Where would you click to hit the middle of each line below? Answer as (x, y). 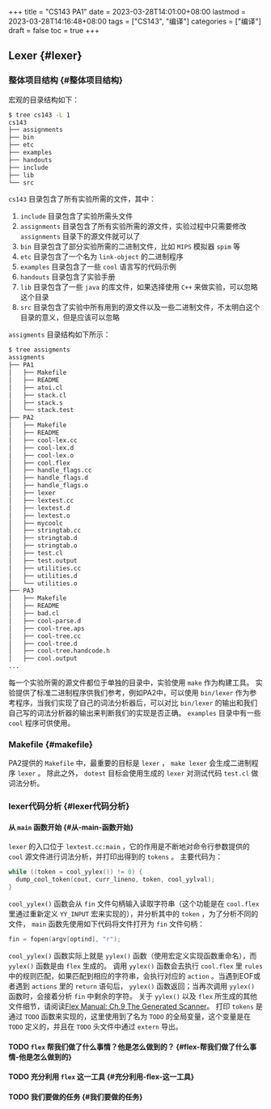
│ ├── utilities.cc (45, 568)
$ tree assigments (39, 350)
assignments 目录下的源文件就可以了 (80, 236)
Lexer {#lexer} (45, 56)
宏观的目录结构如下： (44, 100)
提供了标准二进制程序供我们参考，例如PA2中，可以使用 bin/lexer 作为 (132, 693)
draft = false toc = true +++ (54, 30)
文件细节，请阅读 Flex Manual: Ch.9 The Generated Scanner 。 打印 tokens (131, 1006)
